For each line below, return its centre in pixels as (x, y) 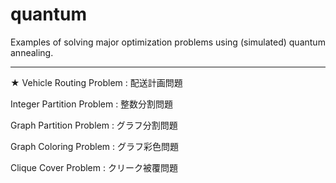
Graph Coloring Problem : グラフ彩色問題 (95, 146)
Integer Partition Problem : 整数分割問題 (92, 104)
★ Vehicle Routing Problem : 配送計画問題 (96, 82)
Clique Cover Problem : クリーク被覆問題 (94, 167)
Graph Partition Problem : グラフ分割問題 (94, 125)
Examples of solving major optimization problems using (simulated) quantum (168, 42)
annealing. (32, 52)
